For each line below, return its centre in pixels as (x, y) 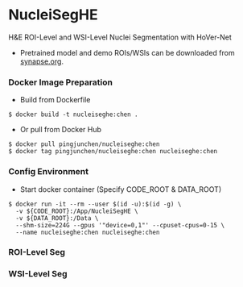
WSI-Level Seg (38, 274)
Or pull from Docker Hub (61, 130)
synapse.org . (42, 61)
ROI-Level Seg (37, 252)
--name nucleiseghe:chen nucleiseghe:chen (88, 232)
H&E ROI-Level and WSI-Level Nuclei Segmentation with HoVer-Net (120, 37)
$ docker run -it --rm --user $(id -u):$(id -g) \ (95, 204)
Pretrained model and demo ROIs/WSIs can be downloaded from (127, 52)
